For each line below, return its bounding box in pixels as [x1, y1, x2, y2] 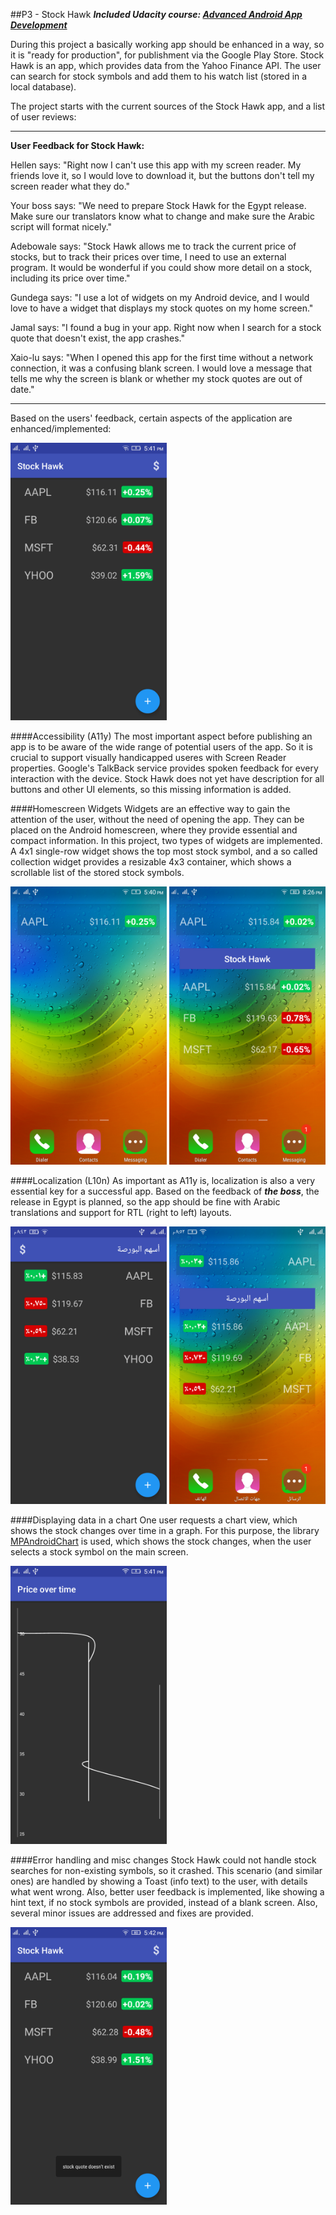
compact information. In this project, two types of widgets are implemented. [10, 835, 323, 847]
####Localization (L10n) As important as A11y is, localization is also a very [10, 1174, 316, 1186]
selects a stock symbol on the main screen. [10, 1546, 189, 1558]
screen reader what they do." [10, 180, 131, 192]
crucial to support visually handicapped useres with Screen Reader [10, 752, 287, 764]
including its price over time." [10, 272, 131, 284]
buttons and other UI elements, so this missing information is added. [10, 784, 292, 796]
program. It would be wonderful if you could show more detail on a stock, [10, 262, 313, 273]
